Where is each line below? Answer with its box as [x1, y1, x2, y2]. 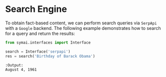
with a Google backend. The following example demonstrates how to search [5, 25, 161, 31]
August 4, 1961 [5, 67, 37, 73]
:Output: [5, 63, 24, 68]
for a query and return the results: [5, 30, 75, 36]
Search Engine [5, 3, 67, 15]
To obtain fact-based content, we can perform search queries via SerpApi [5, 20, 157, 26]
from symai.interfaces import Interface [5, 40, 91, 45]
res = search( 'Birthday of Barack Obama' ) [5, 54, 95, 59]
